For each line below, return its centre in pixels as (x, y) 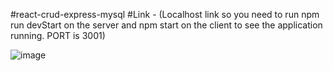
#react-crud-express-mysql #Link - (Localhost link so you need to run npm (165, 14)
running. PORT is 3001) (58, 35)
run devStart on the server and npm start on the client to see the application (166, 25)
